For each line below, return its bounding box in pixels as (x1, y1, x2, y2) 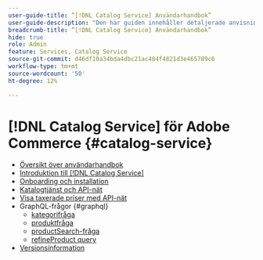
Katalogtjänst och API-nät (19, 185, 103, 194)
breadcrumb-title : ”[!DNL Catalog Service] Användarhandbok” (8, 26, 212, 34)
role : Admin (8, 41, 47, 49)
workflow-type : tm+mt (8, 63, 79, 70)
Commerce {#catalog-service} (8, 134, 213, 152)
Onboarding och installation (19, 177, 109, 186)
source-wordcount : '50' (8, 70, 86, 78)
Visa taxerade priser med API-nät (19, 193, 128, 203)
